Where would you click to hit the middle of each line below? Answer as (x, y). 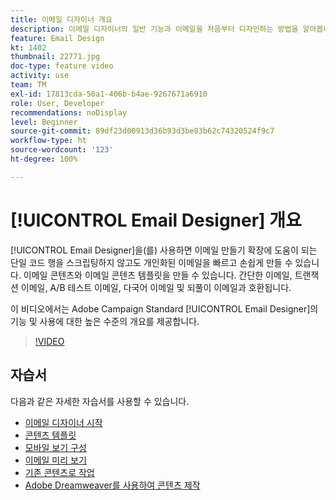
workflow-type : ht (48, 141)
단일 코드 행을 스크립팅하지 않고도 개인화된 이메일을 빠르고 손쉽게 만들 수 (151, 262)
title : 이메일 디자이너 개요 (61, 19)
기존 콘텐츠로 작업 (59, 472)
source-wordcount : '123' (62, 150)
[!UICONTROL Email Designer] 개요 (156, 220)
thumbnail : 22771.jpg (55, 57)
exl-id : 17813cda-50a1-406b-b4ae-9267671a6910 (109, 94)
